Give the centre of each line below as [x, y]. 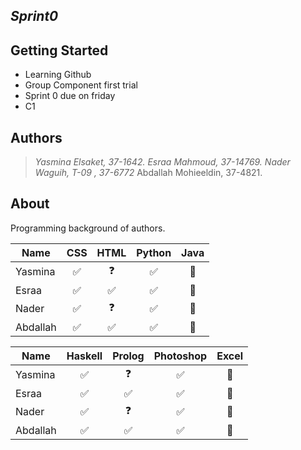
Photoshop [180, 356]
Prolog [128, 356]
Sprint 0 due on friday [70, 96]
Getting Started [59, 50]
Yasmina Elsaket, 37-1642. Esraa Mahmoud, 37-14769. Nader [162, 162]
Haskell [84, 356]
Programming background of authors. [88, 228]
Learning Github [58, 75]
